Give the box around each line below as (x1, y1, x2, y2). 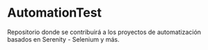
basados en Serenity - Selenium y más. (7, 35, 120, 43)
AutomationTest (7, 5, 102, 21)
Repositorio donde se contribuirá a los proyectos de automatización (7, 28, 202, 36)
